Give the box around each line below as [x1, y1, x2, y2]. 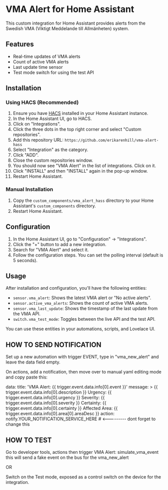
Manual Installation [5, 186, 53, 193]
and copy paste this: [5, 374, 48, 380]
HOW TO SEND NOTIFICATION [5, 340, 101, 349]
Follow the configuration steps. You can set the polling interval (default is [12, 252, 163, 258]
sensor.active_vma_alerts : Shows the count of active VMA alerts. [12, 300, 148, 306]
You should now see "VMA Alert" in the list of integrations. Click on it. [12, 163, 156, 169]
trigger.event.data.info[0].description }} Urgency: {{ [5, 389, 112, 395]
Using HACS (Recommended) [5, 99, 79, 106]
